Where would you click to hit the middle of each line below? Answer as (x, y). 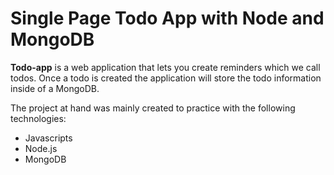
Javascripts (48, 138)
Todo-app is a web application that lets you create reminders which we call (165, 67)
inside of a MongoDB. (55, 88)
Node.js (41, 148)
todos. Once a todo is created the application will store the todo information (166, 78)
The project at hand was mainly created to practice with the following (153, 108)
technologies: (38, 118)
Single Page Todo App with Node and (167, 18)
